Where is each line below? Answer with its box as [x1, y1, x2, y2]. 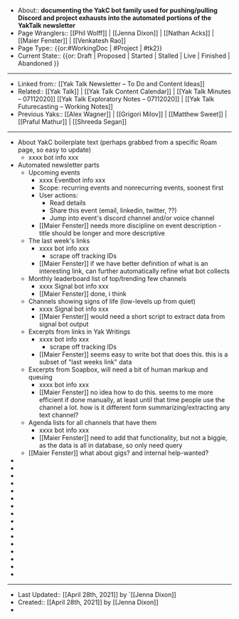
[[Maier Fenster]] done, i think [38, 290, 127, 298]
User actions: [38, 191, 78, 199]
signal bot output [38, 320, 89, 328]
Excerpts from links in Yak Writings [28, 327, 131, 336]
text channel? [38, 411, 79, 419]
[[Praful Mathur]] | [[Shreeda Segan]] [17, 118, 127, 126]
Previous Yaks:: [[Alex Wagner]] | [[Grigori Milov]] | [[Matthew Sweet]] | [17, 110, 228, 118]
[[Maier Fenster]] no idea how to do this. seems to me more [38, 388, 213, 397]
